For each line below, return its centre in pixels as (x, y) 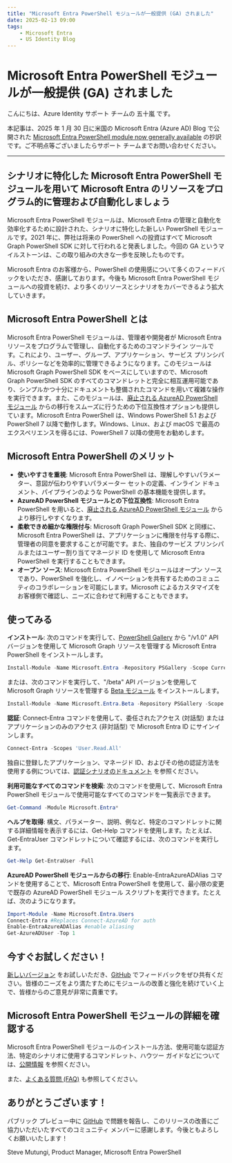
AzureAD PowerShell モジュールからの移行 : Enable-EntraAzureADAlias (108, 875)
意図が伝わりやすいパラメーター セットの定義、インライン (118, 483)
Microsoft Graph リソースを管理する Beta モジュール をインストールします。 (115, 691)
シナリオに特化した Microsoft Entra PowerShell (109, 176)
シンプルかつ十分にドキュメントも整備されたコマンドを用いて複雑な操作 (122, 389)
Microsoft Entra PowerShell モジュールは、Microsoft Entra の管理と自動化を (115, 220)
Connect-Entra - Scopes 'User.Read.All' (65, 749)
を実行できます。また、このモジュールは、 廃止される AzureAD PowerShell (113, 398)
